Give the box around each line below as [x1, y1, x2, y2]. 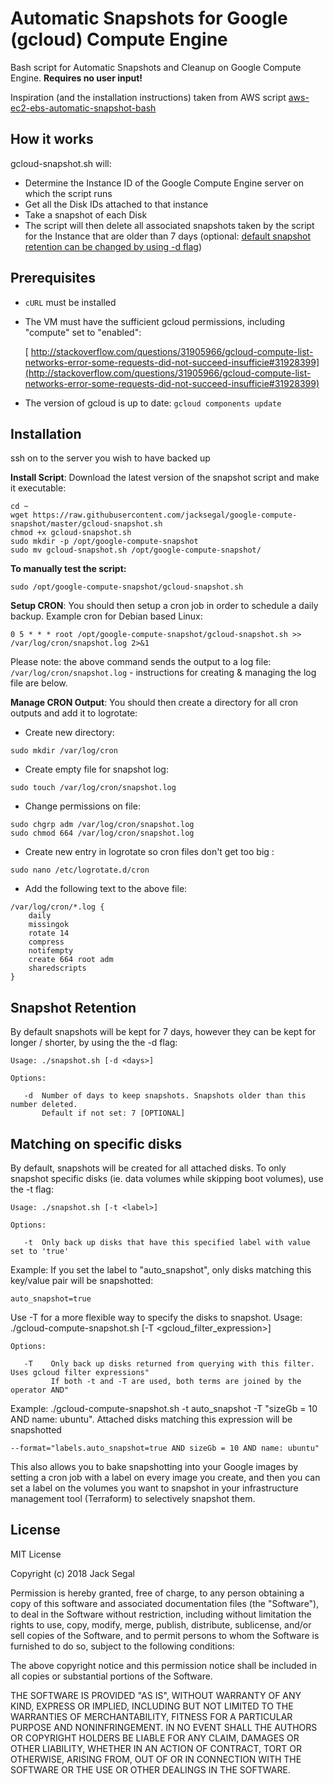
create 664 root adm [28, 955, 114, 965]
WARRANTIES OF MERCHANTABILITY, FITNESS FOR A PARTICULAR [10, 1710, 293, 1722]
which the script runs [24, 187, 113, 199]
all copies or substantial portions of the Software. [10, 1670, 213, 1682]
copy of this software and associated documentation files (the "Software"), [10, 1597, 320, 1609]
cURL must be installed [24, 296, 117, 308]
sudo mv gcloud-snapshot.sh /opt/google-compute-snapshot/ [10, 545, 262, 556]
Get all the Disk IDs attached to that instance [24, 198, 209, 210]
